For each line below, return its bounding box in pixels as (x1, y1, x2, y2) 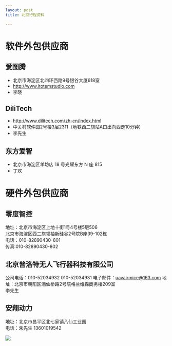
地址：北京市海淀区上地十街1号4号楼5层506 (5, 224, 98, 230)
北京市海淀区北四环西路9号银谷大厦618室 (12, 77, 100, 83)
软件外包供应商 (5, 41, 69, 52)
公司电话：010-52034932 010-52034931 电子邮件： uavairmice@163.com (5, 274, 161, 280)
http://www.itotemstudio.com (12, 83, 75, 89)
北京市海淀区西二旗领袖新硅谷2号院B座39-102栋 (5, 230, 107, 237)
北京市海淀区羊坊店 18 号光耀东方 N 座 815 (12, 161, 103, 167)
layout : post (5, 7, 33, 13)
